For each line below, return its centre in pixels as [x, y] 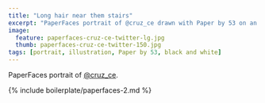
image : [19, 30]
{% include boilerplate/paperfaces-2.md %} [80, 90]
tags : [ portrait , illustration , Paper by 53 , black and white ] [115, 52]
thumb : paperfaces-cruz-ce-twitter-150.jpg [88, 45]
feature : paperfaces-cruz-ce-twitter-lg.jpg [90, 38]
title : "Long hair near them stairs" [71, 15]
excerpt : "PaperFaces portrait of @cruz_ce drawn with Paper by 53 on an [133, 23]
